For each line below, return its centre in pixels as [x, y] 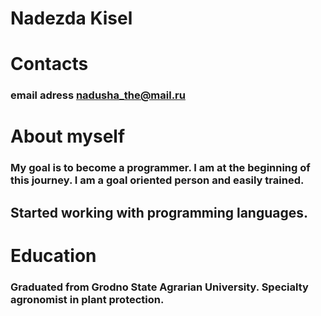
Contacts [49, 64]
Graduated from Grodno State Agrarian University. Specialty [159, 287]
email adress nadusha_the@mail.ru [98, 95]
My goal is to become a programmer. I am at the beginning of [160, 168]
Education [53, 255]
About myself [68, 136]
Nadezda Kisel [71, 18]
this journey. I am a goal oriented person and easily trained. [157, 180]
